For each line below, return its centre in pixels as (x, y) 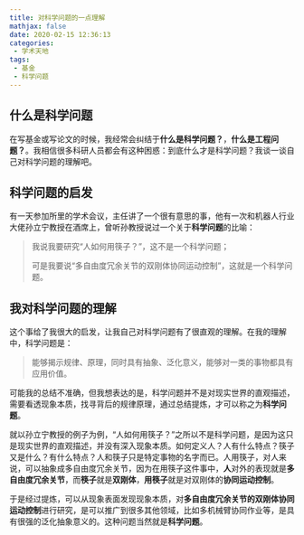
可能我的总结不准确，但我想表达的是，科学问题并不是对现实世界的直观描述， (152, 393)
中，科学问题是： (41, 343)
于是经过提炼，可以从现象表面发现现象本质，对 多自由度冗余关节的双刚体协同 (152, 499)
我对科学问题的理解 (63, 308)
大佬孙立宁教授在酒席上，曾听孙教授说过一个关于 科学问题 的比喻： (132, 228)
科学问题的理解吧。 (61, 161)
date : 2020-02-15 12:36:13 (60, 34)
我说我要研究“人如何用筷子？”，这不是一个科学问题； (130, 247)
